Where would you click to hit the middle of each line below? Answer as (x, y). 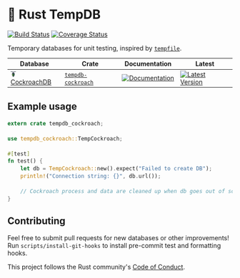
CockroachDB (31, 82)
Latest (205, 64)
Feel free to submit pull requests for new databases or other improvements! (119, 238)
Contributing (36, 221)
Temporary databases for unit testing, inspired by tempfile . (95, 48)
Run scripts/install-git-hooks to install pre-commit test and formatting (114, 246)
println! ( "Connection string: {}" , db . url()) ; (91, 176)
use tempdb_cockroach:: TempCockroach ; (65, 138)
